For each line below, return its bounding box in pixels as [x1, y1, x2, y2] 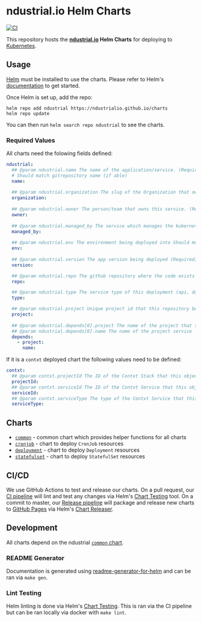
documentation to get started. [6, 82, 80, 89]
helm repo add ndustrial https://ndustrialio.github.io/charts [6, 105, 168, 111]
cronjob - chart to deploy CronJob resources [14, 440, 124, 448]
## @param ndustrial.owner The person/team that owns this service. [11, 206, 187, 212]
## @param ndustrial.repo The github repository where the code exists [11, 273, 195, 279]
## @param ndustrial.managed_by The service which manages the [11, 223, 173, 229]
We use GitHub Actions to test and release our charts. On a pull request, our [6, 486, 195, 493]
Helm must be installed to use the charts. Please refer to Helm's [6, 75, 164, 82]
